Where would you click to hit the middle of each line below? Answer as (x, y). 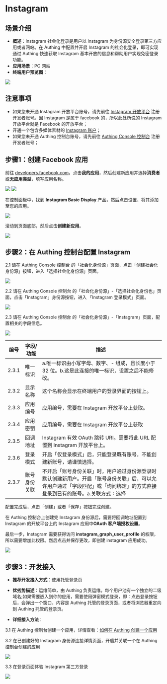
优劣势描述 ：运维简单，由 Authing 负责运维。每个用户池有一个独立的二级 (87, 590)
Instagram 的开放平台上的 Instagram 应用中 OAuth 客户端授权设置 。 (74, 524)
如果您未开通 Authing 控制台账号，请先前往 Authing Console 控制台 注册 (86, 136)
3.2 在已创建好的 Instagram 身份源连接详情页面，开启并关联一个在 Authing (81, 641)
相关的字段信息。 (27, 323)
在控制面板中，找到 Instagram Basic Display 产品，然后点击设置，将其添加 (82, 200)
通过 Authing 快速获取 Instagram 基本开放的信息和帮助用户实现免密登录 (85, 53)
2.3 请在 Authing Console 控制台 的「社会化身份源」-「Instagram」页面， (81, 317)
